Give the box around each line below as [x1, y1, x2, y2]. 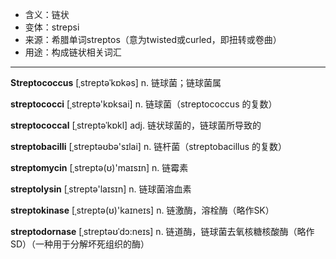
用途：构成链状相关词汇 [24, 46, 122, 58]
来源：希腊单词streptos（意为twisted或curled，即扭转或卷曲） [24, 34, 282, 45]
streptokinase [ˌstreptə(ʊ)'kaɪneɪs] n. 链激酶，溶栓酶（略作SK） [10, 204, 275, 216]
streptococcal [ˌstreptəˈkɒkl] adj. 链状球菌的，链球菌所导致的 [10, 119, 262, 131]
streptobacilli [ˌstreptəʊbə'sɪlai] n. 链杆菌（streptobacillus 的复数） [10, 141, 288, 152]
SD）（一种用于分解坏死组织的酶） [10, 238, 150, 250]
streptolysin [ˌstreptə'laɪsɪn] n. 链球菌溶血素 [10, 183, 192, 195]
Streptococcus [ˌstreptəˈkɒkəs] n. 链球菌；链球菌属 [10, 77, 222, 88]
